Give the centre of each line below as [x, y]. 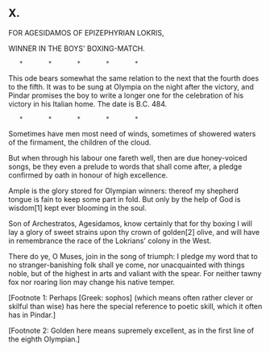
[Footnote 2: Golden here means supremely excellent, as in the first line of [131, 330]
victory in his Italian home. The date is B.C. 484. [88, 103]
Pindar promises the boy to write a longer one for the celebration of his [126, 95]
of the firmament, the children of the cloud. [80, 142]
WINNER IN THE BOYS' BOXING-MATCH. [77, 48]
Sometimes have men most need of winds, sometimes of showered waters [132, 133]
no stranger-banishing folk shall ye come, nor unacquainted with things [127, 265]
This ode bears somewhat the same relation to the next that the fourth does [134, 78]
